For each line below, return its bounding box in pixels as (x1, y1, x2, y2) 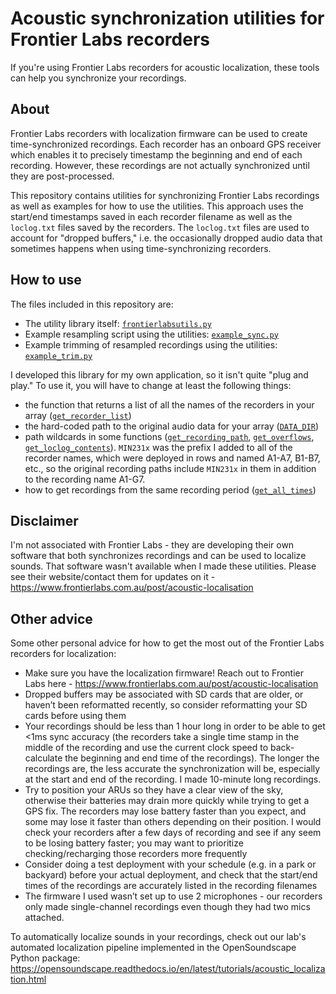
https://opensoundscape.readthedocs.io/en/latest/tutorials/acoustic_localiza (10, 963, 326, 975)
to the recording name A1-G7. (24, 473, 146, 485)
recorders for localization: (10, 648, 117, 660)
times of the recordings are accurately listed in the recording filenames (24, 880, 318, 892)
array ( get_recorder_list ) (24, 409, 132, 421)
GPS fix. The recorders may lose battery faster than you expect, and (24, 805, 307, 817)
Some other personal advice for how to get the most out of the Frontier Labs (10, 637, 325, 649)
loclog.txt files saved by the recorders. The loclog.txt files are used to (10, 221, 310, 233)
